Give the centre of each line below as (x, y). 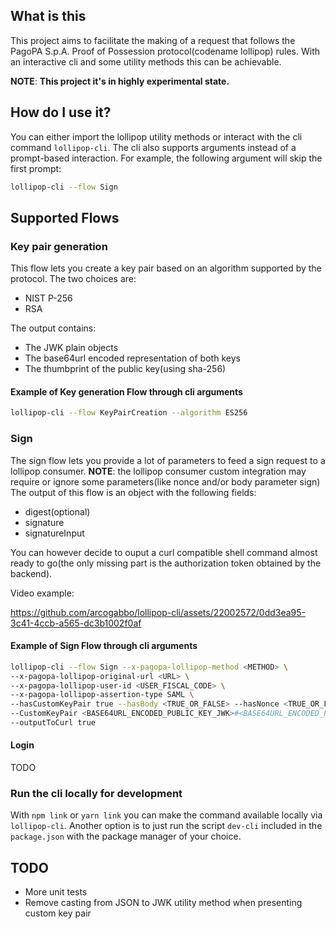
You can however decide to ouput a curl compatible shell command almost (164, 552)
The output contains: (53, 328)
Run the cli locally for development (96, 794)
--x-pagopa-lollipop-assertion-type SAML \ (102, 695)
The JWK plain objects (71, 348)
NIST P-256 (48, 298)
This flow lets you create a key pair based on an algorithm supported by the (166, 268)
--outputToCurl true (53, 723)
